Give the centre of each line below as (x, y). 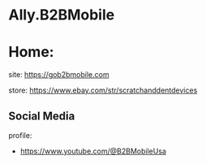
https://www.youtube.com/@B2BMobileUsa (93, 151)
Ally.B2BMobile (62, 15)
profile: (20, 135)
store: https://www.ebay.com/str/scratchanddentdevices (103, 90)
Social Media (42, 116)
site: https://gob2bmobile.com (59, 75)
